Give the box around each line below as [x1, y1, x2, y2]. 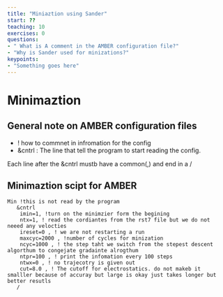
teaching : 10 [7, 23, 45, 30]
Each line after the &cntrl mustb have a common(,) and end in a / [7, 159, 192, 168]
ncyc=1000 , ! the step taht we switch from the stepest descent [20, 241, 214, 248]
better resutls [7, 277, 52, 285]
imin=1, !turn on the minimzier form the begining [20, 210, 170, 217]
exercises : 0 [7, 29, 45, 37]
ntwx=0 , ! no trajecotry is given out [20, 259, 136, 266]
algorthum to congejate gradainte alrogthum [7, 247, 139, 254]
